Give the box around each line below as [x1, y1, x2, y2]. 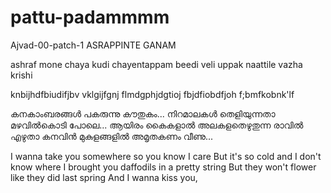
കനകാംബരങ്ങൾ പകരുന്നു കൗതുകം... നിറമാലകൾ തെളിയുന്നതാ [10, 107, 276, 120]
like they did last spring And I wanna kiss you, [10, 171, 198, 183]
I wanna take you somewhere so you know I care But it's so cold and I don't [10, 150, 322, 162]
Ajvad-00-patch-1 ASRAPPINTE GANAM [10, 39, 177, 51]
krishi [10, 69, 33, 81]
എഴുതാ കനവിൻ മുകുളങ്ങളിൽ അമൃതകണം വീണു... [10, 130, 214, 142]
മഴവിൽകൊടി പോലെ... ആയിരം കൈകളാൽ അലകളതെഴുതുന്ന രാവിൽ [10, 119, 304, 131]
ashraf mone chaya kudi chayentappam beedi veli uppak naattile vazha [10, 58, 303, 70]
